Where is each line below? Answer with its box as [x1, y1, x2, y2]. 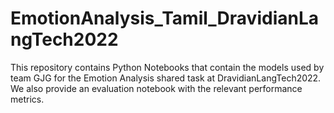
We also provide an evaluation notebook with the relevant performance [10, 82, 303, 94]
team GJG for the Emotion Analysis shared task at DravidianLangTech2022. [10, 72, 322, 84]
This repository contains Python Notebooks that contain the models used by [10, 61, 325, 73]
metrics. [10, 93, 45, 105]
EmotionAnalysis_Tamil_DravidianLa [10, 7, 320, 30]
